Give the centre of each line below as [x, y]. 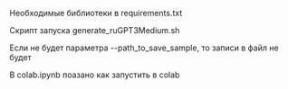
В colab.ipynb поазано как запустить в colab [95, 75]
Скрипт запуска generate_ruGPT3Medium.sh [95, 30]
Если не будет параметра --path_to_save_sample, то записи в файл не [144, 48]
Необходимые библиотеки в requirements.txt [96, 13]
